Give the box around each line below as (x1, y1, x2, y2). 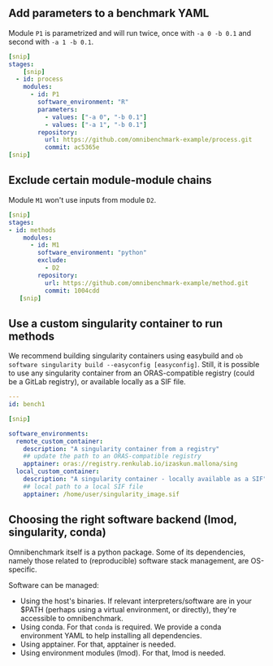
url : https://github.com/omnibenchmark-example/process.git (44, 136, 253, 144)
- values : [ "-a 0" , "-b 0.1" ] (44, 113, 148, 121)
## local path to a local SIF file (23, 482, 144, 491)
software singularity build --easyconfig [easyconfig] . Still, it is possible (8, 360, 260, 370)
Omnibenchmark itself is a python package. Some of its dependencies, (8, 547, 246, 557)
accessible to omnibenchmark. (19, 613, 123, 623)
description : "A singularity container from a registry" (23, 445, 220, 453)
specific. (8, 564, 38, 574)
